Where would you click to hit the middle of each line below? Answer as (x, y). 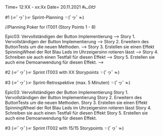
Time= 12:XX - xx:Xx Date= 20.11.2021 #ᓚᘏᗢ (50, 7)
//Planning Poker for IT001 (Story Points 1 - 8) (50, 27)
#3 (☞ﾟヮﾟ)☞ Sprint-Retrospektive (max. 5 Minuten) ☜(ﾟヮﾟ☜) (68, 83)
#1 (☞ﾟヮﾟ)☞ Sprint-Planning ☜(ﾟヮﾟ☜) (45, 17)
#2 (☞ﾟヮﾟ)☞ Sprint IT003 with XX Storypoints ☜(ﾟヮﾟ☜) (63, 72)
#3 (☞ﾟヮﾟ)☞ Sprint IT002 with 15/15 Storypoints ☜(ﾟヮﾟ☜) (64, 128)
